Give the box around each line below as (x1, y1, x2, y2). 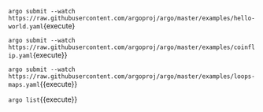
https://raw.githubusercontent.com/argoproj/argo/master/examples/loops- (8, 73, 256, 80)
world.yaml (8, 23, 44, 31)
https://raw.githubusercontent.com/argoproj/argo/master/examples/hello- (8, 14, 256, 22)
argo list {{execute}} (8, 95, 78, 104)
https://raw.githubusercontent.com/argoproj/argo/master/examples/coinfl (8, 43, 256, 51)
